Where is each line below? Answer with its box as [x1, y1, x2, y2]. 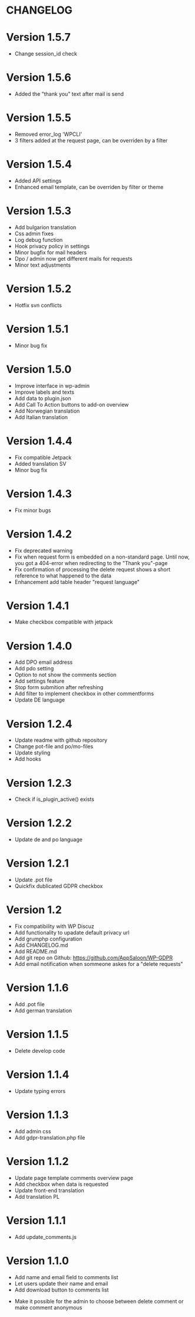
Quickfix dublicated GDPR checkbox [14, 883, 103, 890]
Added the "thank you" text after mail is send [14, 90, 124, 98]
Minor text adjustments [14, 261, 71, 268]
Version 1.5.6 [6, 71, 72, 85]
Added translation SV [14, 460, 67, 467]
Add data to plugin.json [14, 394, 72, 402]
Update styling [14, 749, 51, 757]
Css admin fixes [14, 230, 54, 237]
